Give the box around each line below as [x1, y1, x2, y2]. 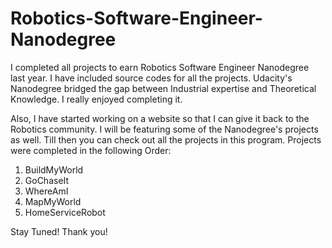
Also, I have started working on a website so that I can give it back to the [10, 112, 310, 124]
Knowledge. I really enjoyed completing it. [10, 93, 183, 105]
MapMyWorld [24, 195, 82, 207]
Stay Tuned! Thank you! [10, 225, 108, 237]
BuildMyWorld [24, 163, 84, 176]
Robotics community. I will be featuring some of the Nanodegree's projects [10, 123, 319, 135]
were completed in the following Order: [10, 144, 172, 156]
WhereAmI [24, 185, 69, 197]
